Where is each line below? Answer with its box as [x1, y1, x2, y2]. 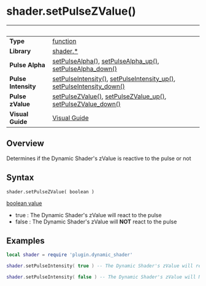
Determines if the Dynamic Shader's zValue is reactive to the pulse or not [6, 155, 191, 162]
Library [9, 47, 31, 55]
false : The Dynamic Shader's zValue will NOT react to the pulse [15, 218, 177, 225]
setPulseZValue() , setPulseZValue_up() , [52, 92, 167, 101]
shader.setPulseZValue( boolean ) [6, 188, 95, 195]
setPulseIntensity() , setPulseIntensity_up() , [52, 74, 176, 83]
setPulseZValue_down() [52, 99, 121, 108]
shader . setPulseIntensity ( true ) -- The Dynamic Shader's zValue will [6, 263, 193, 269]
